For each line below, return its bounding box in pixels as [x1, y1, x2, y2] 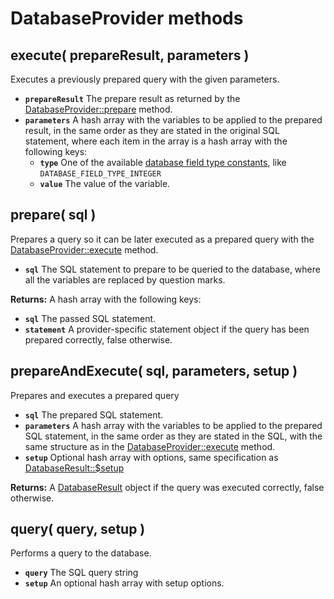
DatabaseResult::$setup [24, 462, 125, 474]
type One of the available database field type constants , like [39, 157, 287, 168]
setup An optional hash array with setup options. [24, 577, 225, 589]
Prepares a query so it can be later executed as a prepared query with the [10, 233, 315, 245]
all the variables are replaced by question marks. [24, 273, 226, 286]
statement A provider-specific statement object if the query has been [24, 323, 310, 335]
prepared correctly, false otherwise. [24, 333, 173, 346]
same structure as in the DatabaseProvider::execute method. [24, 440, 276, 452]
